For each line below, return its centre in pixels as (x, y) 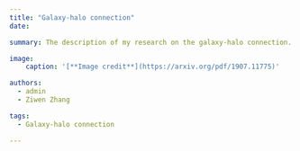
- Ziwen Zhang (44, 100)
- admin (32, 92)
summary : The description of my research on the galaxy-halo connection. (151, 42)
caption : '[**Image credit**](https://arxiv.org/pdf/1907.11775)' (153, 67)
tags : (19, 116)
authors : (26, 83)
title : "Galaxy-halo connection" (72, 18)
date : (19, 26)
